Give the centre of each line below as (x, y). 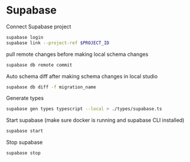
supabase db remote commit (39, 65)
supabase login (25, 37)
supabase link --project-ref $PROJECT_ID (58, 43)
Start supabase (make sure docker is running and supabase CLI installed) (95, 120)
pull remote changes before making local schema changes (77, 54)
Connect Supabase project (39, 27)
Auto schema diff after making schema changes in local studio (82, 76)
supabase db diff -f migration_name (51, 87)
